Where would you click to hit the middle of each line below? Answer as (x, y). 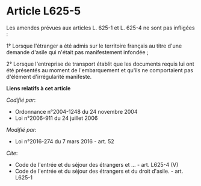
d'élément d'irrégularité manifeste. (49, 76)
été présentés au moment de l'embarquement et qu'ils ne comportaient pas (100, 70)
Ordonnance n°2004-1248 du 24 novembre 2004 (76, 111)
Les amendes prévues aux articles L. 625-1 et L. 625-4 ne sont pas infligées (100, 28)
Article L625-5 (44, 11)
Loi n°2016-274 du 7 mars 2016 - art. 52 (64, 141)
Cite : (12, 153)
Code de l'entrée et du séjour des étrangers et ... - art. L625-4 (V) (97, 164)
